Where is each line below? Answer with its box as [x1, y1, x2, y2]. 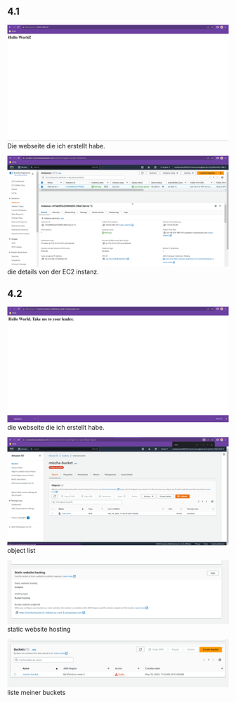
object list [7, 547, 36, 555]
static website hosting [7, 625, 71, 634]
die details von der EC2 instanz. [7, 267, 100, 276]
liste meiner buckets [7, 688, 66, 696]
